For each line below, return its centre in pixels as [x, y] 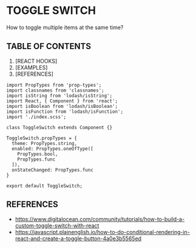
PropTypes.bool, [38, 154]
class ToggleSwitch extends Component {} [59, 127]
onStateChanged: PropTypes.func [53, 170]
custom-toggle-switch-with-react [57, 226]
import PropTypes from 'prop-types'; [54, 85]
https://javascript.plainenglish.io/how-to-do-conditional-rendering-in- [102, 232]
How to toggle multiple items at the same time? [65, 27]
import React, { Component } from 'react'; [62, 101]
